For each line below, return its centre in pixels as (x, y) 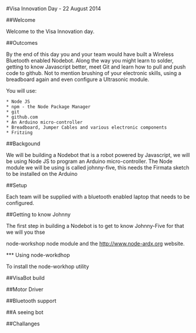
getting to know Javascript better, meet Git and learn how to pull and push (96, 67)
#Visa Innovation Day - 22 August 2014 (54, 9)
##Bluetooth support (31, 301)
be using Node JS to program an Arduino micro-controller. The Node (89, 161)
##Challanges (23, 324)
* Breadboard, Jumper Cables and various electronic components (87, 128)
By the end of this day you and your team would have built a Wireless (90, 54)
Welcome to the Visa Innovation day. (50, 31)
